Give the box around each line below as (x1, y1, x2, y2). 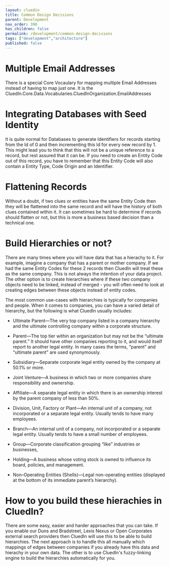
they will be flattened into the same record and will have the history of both (5, 203, 162, 209)
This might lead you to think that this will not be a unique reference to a (5, 146, 154, 153)
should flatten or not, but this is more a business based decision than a (5, 214, 154, 220)
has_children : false (5, 27, 49, 32)
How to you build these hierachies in (5, 495, 162, 506)
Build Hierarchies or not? (5, 237, 112, 249)
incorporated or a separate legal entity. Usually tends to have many (12, 410, 154, 416)
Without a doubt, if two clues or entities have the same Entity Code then (5, 198, 156, 204)
